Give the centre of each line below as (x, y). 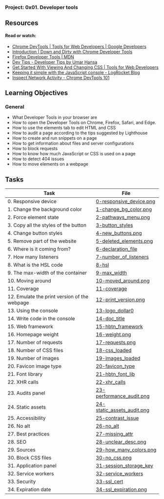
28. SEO (17, 442)
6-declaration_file (117, 249)
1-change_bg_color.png (124, 209)
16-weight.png (113, 334)
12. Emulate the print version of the (48, 297)
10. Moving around (29, 281)
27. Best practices (29, 434)
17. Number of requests (35, 342)
